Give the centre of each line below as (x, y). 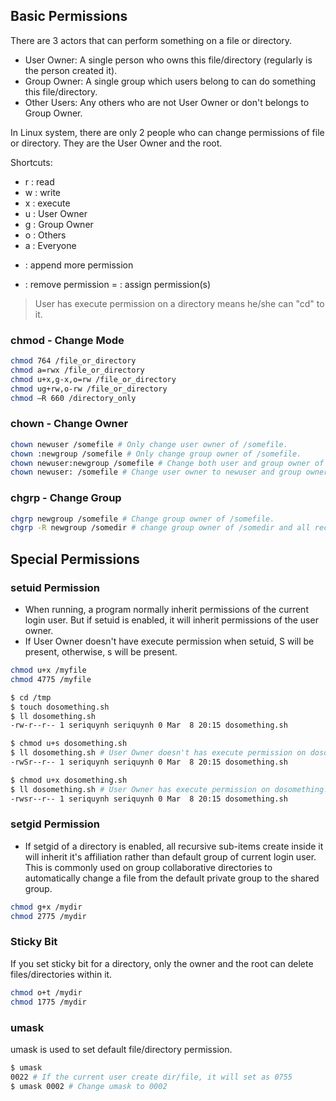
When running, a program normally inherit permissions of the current (166, 610)
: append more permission (79, 265)
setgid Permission (55, 824)
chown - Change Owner (69, 424)
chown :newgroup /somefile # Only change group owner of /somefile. (156, 454)
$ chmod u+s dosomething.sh (69, 744)
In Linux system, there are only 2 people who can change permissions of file (167, 132)
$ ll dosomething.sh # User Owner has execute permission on (140, 789)
